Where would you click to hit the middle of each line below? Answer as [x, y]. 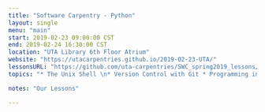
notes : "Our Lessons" [44, 88]
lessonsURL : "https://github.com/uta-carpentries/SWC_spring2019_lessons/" [135, 67]
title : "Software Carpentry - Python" [72, 15]
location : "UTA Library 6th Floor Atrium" [79, 52]
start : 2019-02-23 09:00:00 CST [61, 37]
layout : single [33, 23]
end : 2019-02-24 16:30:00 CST [58, 45]
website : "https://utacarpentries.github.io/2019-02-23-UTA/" [112, 60]
